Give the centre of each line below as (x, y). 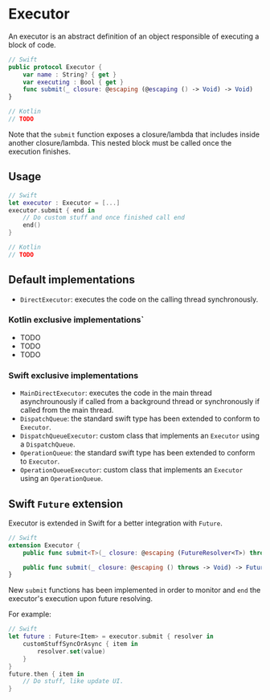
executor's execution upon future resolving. (80, 599)
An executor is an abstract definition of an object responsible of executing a (134, 36)
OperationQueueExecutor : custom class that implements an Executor (131, 470)
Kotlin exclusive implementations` (76, 320)
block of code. (32, 44)
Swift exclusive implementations (74, 375)
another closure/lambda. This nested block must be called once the (120, 142)
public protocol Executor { (55, 67)
